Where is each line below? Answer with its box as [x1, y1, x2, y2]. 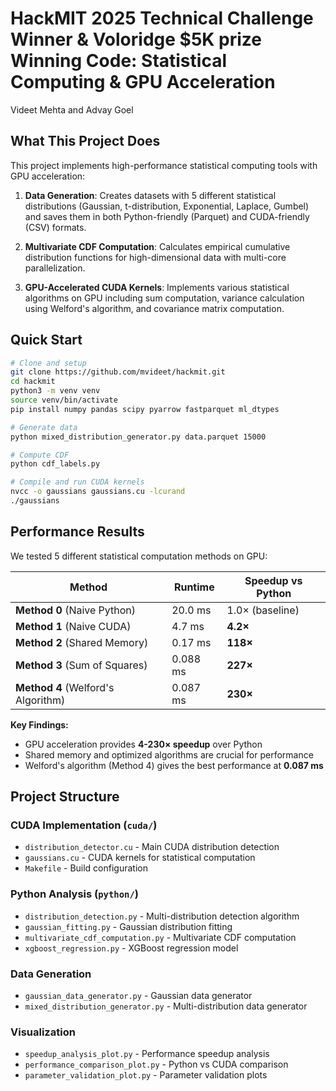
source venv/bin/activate [10, 395, 118, 406]
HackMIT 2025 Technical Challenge [10, 7, 314, 30]
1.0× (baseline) [226, 603, 300, 617]
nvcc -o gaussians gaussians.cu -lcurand [10, 487, 186, 497]
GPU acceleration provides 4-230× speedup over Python [24, 738, 263, 750]
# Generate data [10, 422, 78, 432]
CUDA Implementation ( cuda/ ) [10, 818, 158, 832]
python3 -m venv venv [10, 386, 101, 396]
